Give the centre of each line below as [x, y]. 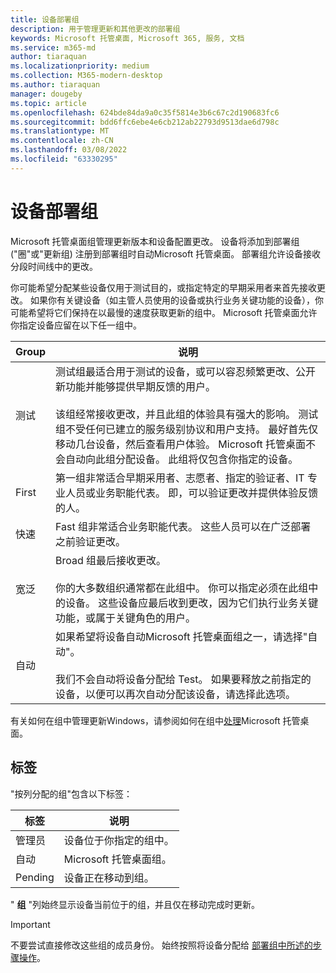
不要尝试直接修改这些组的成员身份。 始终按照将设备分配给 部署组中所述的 [161, 945]
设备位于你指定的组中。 [119, 840]
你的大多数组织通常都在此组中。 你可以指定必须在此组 [182, 588]
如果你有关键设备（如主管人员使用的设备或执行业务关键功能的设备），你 [176, 300]
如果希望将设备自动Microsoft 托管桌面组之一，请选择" [181, 636]
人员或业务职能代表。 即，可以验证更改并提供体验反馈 [192, 493]
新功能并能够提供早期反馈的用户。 [136, 386]
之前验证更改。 [91, 541]
